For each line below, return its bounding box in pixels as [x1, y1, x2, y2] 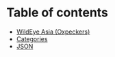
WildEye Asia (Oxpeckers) [16, 27, 90, 36]
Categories [16, 34, 48, 43]
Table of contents [6, 5, 109, 21]
